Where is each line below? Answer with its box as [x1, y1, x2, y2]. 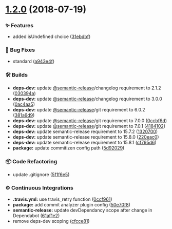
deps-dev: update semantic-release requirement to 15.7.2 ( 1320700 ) [12, 128, 158, 135]
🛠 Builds [5, 71, 28, 78]
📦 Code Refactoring [5, 158, 58, 165]
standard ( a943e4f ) [12, 58, 55, 64]
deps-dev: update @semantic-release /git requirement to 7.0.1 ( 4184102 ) [12, 123, 166, 129]
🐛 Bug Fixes [5, 46, 35, 53]
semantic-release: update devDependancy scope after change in [12, 207, 152, 213]
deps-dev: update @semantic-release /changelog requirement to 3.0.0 [12, 96, 163, 102]
